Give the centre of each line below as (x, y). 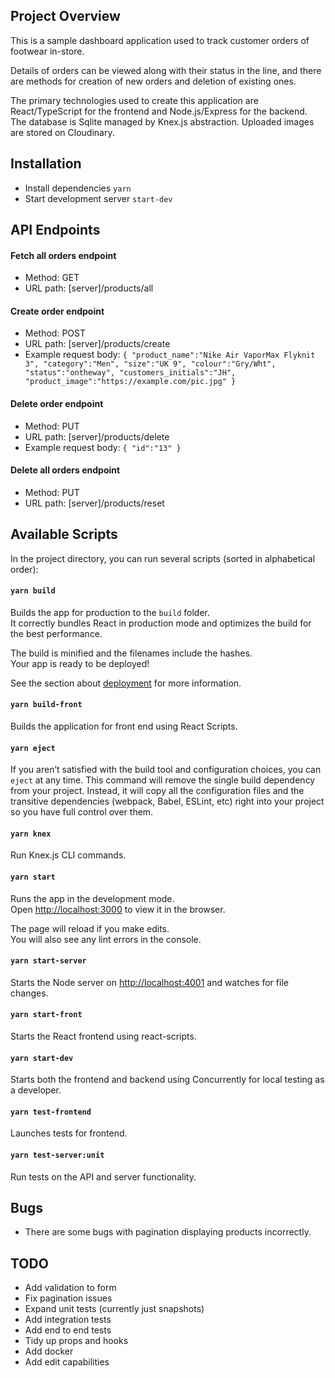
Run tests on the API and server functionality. (103, 1176)
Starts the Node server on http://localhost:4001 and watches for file (149, 982)
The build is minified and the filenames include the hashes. (131, 653)
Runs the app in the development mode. (92, 898)
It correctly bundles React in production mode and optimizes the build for (161, 623)
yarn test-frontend (51, 1112)
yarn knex (31, 834)
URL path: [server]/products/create (97, 344)
